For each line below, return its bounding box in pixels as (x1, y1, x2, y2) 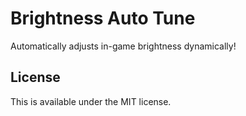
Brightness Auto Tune (10, 7, 196, 30)
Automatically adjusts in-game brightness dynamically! (10, 40, 237, 52)
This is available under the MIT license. (10, 95, 172, 107)
